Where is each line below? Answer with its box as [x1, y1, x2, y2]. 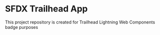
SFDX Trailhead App [5, 3, 88, 14]
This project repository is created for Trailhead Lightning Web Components [5, 19, 156, 25]
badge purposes [5, 24, 38, 30]
